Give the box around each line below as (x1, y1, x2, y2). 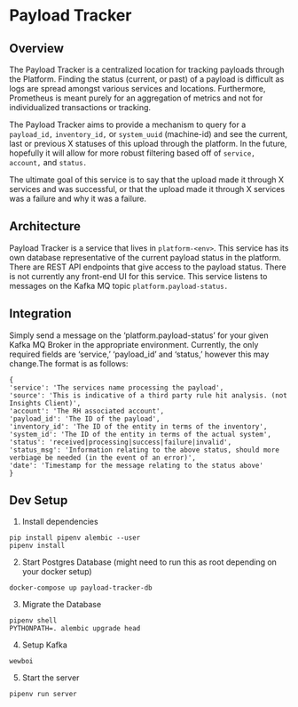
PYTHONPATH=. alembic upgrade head (9, 624, 141, 633)
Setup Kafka (21, 639, 68, 650)
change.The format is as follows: (9, 358, 129, 369)
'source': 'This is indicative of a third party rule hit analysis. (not (9, 390, 288, 400)
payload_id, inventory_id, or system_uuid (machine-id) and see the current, (9, 129, 288, 139)
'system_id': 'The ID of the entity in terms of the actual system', (9, 430, 272, 438)
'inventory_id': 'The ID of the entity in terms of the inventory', (9, 422, 268, 431)
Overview (9, 41, 65, 56)
